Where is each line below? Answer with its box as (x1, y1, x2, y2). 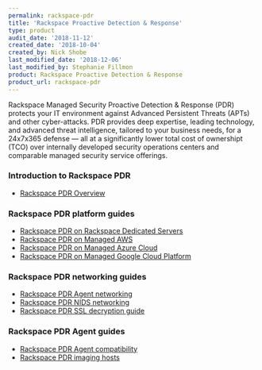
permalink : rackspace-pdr (8, 11, 94, 20)
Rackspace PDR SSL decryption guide (19, 306, 145, 316)
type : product (8, 26, 56, 34)
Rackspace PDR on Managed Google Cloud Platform (19, 252, 192, 261)
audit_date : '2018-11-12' (8, 33, 94, 42)
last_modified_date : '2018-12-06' (8, 56, 123, 64)
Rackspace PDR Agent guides (8, 326, 125, 337)
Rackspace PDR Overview (19, 188, 106, 198)
